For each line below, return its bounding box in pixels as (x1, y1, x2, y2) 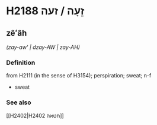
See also (6, 98, 31, 107)
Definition (6, 58, 36, 67)
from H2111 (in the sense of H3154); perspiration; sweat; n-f (6, 72, 152, 79)
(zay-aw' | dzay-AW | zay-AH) (6, 43, 80, 51)
